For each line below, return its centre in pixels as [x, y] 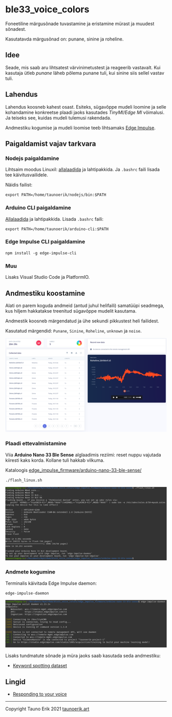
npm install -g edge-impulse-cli [41, 253]
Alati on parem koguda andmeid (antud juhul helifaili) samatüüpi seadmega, [85, 305]
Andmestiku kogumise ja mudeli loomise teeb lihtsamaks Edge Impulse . [81, 128]
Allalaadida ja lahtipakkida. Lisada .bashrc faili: [55, 219]
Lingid [15, 682]
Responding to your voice [40, 694]
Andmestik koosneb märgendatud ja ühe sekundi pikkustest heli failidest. [82, 321]
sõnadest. [16, 29]
